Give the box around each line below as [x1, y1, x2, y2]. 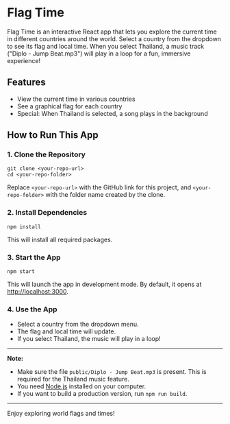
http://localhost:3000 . [7, 287, 68, 296]
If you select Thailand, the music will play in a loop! [16, 335, 161, 343]
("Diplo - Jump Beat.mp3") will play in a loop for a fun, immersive [7, 49, 191, 58]
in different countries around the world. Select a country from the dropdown [7, 34, 221, 43]
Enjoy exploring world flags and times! [7, 410, 115, 418]
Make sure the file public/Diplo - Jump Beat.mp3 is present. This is [16, 368, 207, 376]
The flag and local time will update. [16, 327, 116, 335]
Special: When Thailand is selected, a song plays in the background [16, 109, 208, 117]
